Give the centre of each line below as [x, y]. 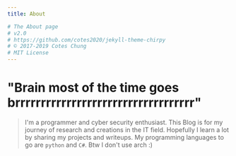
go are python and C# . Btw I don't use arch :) [89, 145]
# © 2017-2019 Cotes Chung [47, 47]
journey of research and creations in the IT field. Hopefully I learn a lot [127, 130]
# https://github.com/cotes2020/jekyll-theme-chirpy [87, 40]
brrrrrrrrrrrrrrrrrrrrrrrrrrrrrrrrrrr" [105, 103]
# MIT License [28, 53]
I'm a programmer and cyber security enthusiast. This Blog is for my [124, 122]
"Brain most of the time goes [93, 88]
